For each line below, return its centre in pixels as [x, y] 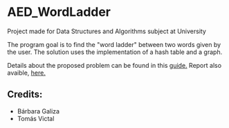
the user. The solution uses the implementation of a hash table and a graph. [115, 52]
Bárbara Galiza [38, 111]
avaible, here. [27, 73]
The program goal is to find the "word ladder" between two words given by [114, 44]
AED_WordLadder [59, 12]
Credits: [25, 94]
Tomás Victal [36, 118]
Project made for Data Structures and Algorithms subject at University [107, 31]
